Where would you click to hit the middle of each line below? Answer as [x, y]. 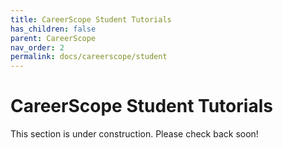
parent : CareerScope [53, 38]
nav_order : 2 [37, 47]
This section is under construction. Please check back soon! [134, 134]
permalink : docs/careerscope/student [89, 57]
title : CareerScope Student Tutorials [91, 19]
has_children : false [53, 29]
